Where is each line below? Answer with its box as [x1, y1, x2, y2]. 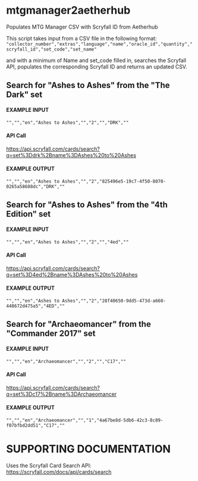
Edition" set [6, 209, 51, 219]
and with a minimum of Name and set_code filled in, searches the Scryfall [6, 57, 186, 64]
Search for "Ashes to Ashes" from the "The [6, 80, 171, 90]
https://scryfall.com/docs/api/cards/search [6, 468, 112, 475]
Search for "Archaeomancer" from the [6, 319, 152, 329]
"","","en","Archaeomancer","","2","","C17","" [6, 358, 127, 364]
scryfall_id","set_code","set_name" [6, 46, 97, 52]
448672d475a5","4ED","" [6, 303, 65, 309]
